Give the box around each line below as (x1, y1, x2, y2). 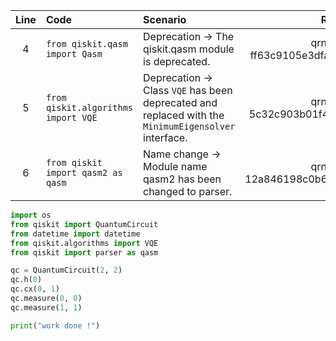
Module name (143, 160, 208, 173)
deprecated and (143, 96, 218, 109)
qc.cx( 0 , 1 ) (10, 284, 60, 294)
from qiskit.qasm (45, 39, 128, 49)
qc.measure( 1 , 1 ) (10, 302, 83, 313)
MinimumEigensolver (143, 121, 236, 132)
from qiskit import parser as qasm (10, 247, 159, 258)
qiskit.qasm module (143, 42, 235, 56)
